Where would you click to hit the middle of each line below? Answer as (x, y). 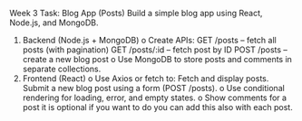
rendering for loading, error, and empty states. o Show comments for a (155, 98)
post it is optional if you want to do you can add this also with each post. (157, 107)
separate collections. (62, 69)
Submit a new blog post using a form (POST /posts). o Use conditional (154, 88)
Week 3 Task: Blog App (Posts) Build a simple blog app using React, (136, 13)
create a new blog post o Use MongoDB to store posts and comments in (157, 59)
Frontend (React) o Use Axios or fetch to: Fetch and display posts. (146, 79)
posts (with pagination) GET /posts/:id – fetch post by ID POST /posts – (155, 50)
